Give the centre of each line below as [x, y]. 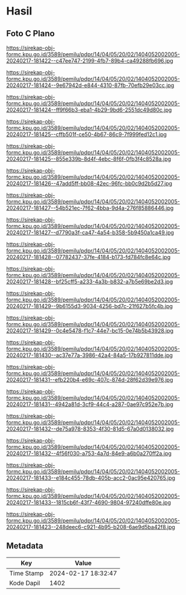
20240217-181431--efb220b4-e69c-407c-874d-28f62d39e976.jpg [90, 380]
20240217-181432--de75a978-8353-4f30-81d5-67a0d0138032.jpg [90, 429]
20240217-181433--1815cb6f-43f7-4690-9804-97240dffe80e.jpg [88, 502]
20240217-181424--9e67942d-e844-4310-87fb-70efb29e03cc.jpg [90, 85]
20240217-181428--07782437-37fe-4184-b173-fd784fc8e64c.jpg [88, 257]
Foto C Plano [30, 34]
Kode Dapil [25, 583]
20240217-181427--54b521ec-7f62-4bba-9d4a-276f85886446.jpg [90, 208]
